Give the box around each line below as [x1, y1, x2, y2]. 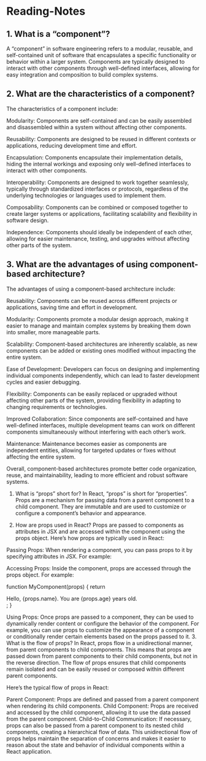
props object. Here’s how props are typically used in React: [15, 534, 164, 541]
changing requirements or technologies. [6, 403, 107, 410]
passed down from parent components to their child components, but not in [6, 652, 198, 660]
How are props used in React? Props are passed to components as [15, 521, 184, 529]
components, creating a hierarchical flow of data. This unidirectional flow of [6, 728, 198, 735]
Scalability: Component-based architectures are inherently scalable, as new [6, 340, 198, 348]
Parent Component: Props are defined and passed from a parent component [6, 695, 199, 703]
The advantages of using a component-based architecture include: [6, 285, 176, 293]
